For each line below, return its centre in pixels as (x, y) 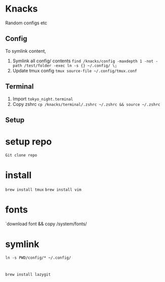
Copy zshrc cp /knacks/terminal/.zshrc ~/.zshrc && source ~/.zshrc (86, 104)
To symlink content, (26, 51)
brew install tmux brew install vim (44, 190)
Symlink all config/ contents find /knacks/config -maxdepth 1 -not (83, 61)
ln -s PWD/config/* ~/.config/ (38, 258)
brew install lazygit (28, 274)
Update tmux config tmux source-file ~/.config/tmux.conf (75, 70)
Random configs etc (26, 23)
